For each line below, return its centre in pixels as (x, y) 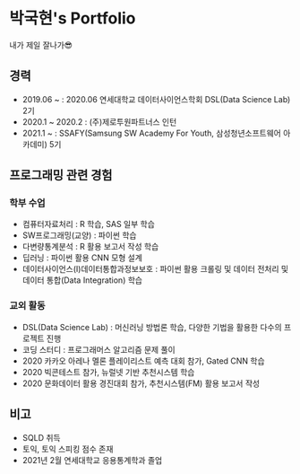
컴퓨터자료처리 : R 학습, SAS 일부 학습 (88, 224)
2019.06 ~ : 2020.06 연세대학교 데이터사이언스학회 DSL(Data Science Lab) (156, 99)
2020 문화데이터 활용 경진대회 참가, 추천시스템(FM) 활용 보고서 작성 (141, 383)
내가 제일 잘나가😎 (41, 45)
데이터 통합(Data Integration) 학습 (82, 280)
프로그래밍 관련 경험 (61, 176)
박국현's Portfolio (73, 18)
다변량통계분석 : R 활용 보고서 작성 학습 (90, 247)
